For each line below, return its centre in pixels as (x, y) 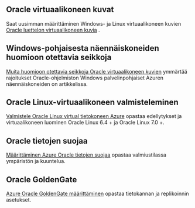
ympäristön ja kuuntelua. (36, 161)
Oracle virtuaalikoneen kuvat (60, 10)
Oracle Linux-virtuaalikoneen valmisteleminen (92, 103)
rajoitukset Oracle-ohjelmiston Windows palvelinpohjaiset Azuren (85, 78)
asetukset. (19, 200)
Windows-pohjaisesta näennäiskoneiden (83, 48)
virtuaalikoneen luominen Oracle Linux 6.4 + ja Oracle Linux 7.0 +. (85, 123)
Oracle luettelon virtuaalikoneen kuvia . (53, 30)
